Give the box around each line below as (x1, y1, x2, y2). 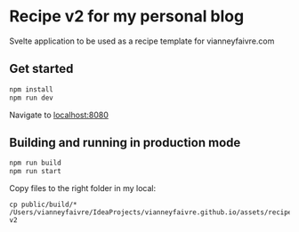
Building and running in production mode (9, 135, 241, 150)
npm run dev (9, 93, 53, 102)
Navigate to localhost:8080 (9, 109, 109, 120)
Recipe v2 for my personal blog (9, 6, 245, 27)
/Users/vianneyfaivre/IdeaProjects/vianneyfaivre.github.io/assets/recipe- (9, 208, 296, 217)
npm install (9, 84, 53, 94)
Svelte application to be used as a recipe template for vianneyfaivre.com (9, 36, 275, 46)
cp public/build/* (9, 200, 77, 210)
